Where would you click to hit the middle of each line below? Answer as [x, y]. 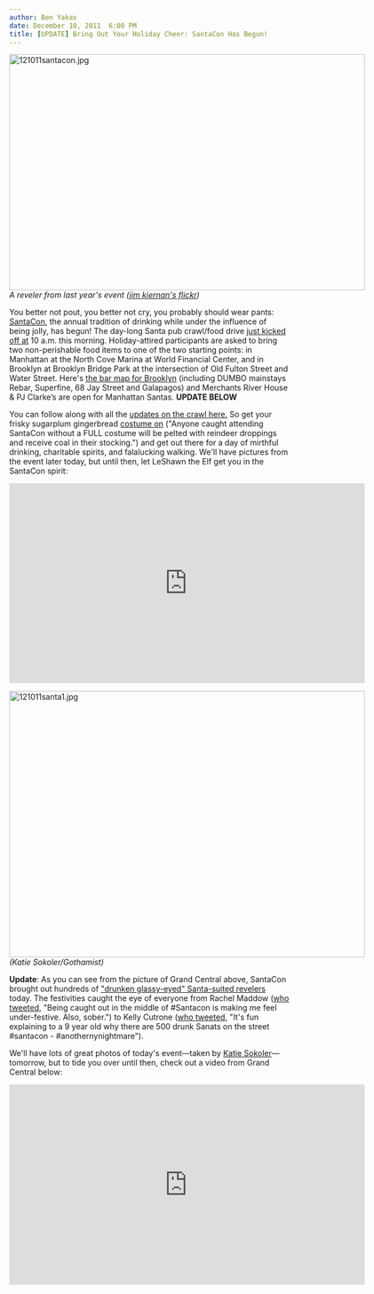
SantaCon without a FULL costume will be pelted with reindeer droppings [143, 433]
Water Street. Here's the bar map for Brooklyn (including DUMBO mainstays [148, 378]
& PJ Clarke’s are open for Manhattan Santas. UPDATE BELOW [123, 397]
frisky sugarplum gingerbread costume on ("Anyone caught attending [136, 424]
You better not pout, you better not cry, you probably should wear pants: [142, 313]
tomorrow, [28, 1063]
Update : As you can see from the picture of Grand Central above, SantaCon [148, 980]
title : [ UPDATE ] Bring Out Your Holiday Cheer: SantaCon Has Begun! [139, 34]
